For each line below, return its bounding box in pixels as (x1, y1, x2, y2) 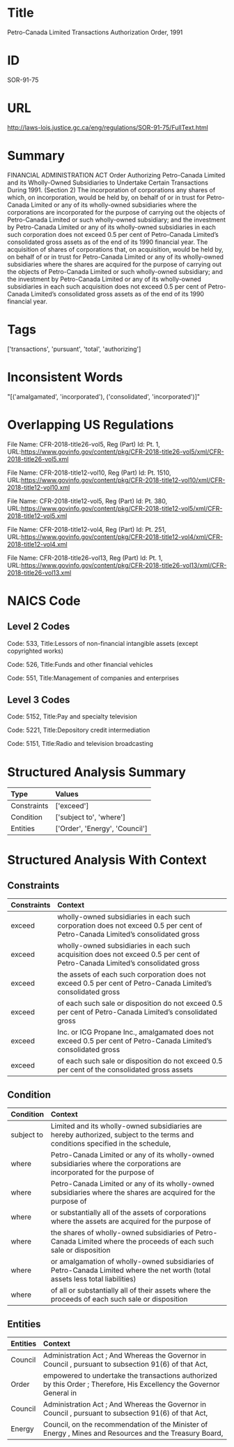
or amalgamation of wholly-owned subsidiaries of (51, 1257, 214, 1267)
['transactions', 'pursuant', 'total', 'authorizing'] (7, 345, 141, 353)
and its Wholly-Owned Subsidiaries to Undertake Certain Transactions (7, 178, 209, 187)
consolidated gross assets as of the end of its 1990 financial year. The (7, 238, 208, 246)
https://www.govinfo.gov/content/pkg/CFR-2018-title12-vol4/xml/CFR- (20, 533, 223, 541)
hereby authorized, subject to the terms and (51, 1130, 194, 1140)
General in (42, 1388, 77, 1397)
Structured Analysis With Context (7, 851, 207, 868)
